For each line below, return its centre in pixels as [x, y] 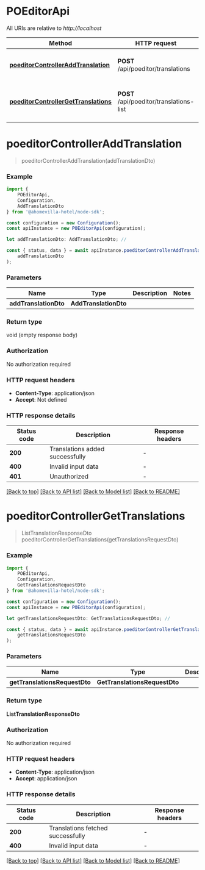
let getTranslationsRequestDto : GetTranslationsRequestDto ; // [88, 618]
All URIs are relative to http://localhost [54, 28]
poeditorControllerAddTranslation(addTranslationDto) [88, 160]
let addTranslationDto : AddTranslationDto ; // [67, 240]
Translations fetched [78, 828]
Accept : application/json [46, 779]
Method [60, 43]
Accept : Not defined [41, 399]
